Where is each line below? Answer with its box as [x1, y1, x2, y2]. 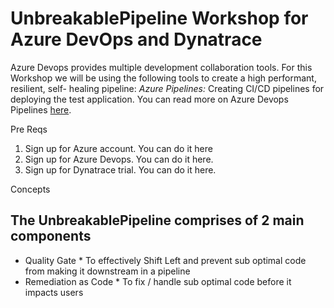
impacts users [24, 286, 84, 298]
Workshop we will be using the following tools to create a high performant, [10, 72, 317, 84]
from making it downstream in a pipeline [24, 265, 191, 277]
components [10, 228, 92, 245]
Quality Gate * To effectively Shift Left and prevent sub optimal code [24, 254, 307, 266]
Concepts [10, 183, 51, 195]
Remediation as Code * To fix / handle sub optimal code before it [24, 275, 292, 287]
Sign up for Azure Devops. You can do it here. [24, 153, 214, 165]
